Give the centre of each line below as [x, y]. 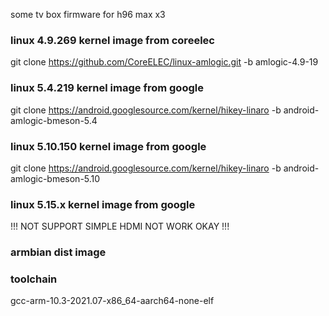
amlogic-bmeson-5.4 [54, 120]
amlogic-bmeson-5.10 [55, 178]
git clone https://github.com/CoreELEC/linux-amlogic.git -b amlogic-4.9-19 [164, 62]
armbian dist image [58, 252]
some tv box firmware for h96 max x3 [88, 14]
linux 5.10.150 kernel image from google [108, 146]
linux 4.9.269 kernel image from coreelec [112, 40]
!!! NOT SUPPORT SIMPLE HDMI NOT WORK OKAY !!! [120, 226]
